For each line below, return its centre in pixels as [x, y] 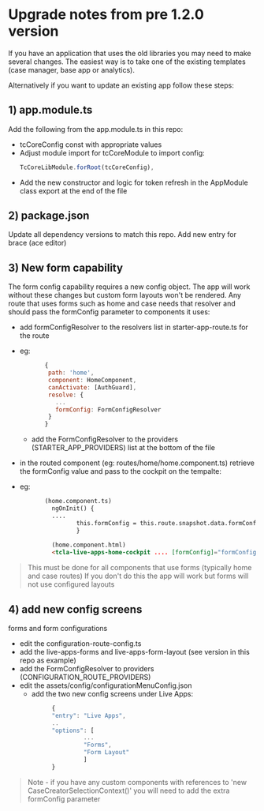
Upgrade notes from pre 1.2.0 [106, 15]
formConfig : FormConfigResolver [108, 409]
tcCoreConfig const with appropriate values [91, 145]
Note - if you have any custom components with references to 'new [137, 782]
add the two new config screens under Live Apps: [112, 693]
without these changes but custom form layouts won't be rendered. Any [125, 295]
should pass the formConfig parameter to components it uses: [109, 312]
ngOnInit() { [73, 509]
